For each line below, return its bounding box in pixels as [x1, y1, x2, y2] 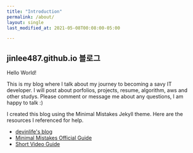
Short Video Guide [15, 141, 61, 148]
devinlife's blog [15, 128, 52, 135]
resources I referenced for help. [6, 117, 84, 124]
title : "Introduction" [6, 8, 62, 15]
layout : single [6, 19, 44, 25]
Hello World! [6, 69, 37, 76]
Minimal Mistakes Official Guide [15, 134, 92, 141]
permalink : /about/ [6, 14, 55, 20]
